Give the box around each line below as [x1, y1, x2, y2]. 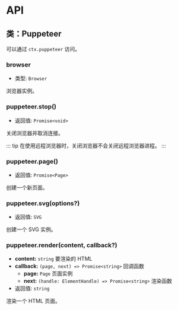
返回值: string [14, 285, 50, 292]
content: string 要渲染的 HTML [14, 255, 93, 263]
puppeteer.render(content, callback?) [6, 241, 117, 250]
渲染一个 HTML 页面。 [6, 298, 61, 305]
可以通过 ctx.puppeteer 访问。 [6, 46, 80, 52]
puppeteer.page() [6, 157, 58, 165]
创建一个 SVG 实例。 [6, 226, 56, 233]
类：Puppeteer [6, 28, 62, 39]
